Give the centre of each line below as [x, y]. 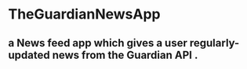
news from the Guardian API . [125, 55]
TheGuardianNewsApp [84, 14]
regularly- [214, 43]
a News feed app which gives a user [98, 43]
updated [29, 55]
